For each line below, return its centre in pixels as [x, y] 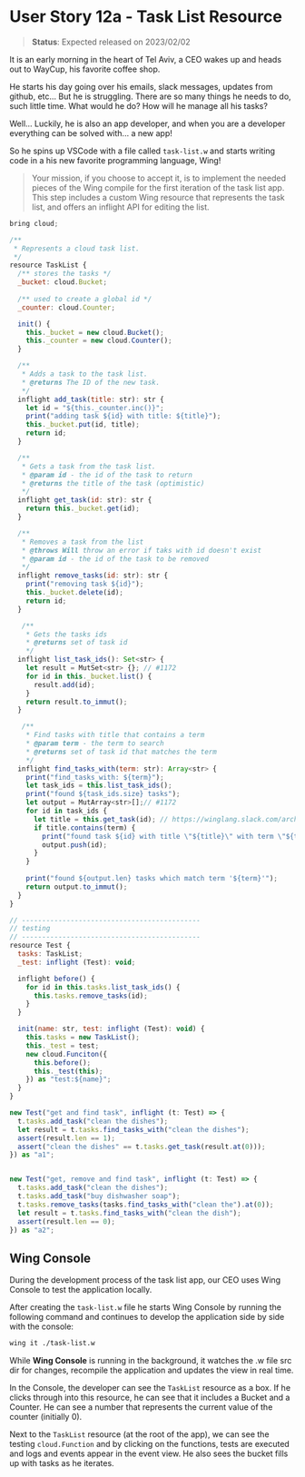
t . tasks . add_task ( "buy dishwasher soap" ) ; [99, 1196]
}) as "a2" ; [32, 1230]
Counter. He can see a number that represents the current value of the [141, 1407]
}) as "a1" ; [32, 1155]
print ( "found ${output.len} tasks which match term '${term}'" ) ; [152, 879]
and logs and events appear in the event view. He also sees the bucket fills [149, 1453]
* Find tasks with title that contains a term [115, 735]
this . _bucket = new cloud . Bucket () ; [95, 332]
